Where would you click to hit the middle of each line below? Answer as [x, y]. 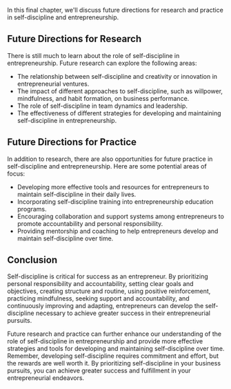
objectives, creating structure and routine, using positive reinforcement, [109, 291]
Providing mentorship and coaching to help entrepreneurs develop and [118, 231]
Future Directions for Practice [72, 142]
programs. [32, 209]
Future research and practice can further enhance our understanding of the [114, 334]
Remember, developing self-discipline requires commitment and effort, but [113, 356]
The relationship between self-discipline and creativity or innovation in [117, 76]
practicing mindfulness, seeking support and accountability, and [98, 298]
